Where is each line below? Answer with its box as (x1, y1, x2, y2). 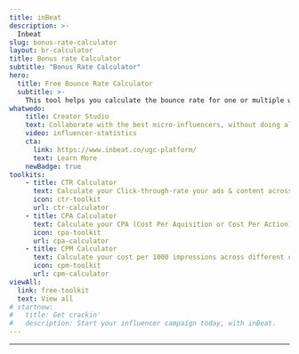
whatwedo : (9, 104, 46, 113)
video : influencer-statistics (25, 129, 138, 138)
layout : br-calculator (9, 46, 93, 55)
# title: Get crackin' (9, 310, 101, 320)
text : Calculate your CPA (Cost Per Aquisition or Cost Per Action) (32, 220, 293, 229)
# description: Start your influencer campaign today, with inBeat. (9, 319, 277, 328)
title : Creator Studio (25, 112, 109, 121)
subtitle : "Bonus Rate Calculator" (9, 63, 141, 72)
